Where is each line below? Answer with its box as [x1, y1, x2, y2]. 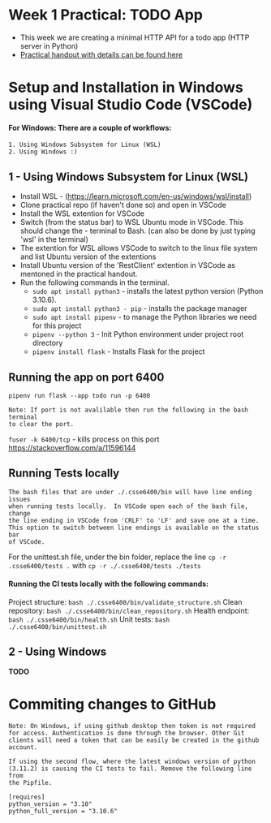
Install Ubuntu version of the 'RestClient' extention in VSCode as [19, 261, 235, 270]
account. [8, 743, 38, 752]
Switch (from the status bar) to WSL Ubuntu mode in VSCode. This [19, 218, 243, 227]
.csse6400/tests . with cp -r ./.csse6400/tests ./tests [8, 560, 201, 570]
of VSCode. [8, 537, 45, 545]
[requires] [8, 793, 45, 801]
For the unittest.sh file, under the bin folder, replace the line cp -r [8, 552, 227, 562]
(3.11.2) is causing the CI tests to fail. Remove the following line [8, 765, 252, 773]
